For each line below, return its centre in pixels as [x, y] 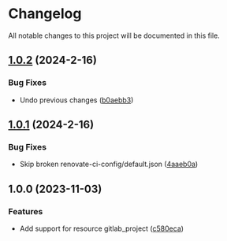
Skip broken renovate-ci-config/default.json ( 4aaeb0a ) [109, 164]
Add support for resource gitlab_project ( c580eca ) [101, 228]
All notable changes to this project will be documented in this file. [114, 35]
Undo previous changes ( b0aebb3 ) [76, 100]
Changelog [45, 14]
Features [26, 211]
